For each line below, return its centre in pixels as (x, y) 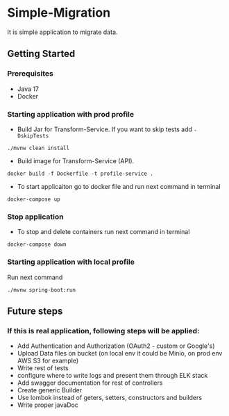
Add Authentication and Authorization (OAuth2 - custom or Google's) (116, 346)
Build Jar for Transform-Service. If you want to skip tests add (105, 129)
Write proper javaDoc (48, 405)
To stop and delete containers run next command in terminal (103, 232)
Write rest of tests (43, 368)
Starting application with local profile (71, 262)
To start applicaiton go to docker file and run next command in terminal (119, 186)
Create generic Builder (49, 390)
